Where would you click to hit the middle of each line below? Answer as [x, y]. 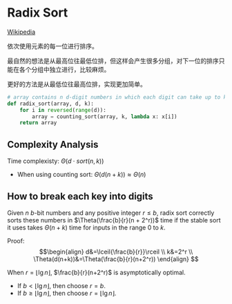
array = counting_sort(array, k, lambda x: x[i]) [105, 116]
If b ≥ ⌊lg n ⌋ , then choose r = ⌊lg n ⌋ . [67, 293]
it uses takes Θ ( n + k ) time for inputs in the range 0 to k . [86, 227]
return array [38, 123]
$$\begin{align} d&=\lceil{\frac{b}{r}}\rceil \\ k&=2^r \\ [116, 251]
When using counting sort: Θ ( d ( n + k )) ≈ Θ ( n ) [81, 175]
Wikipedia [21, 32]
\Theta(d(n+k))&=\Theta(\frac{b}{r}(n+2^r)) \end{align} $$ [116, 259]
